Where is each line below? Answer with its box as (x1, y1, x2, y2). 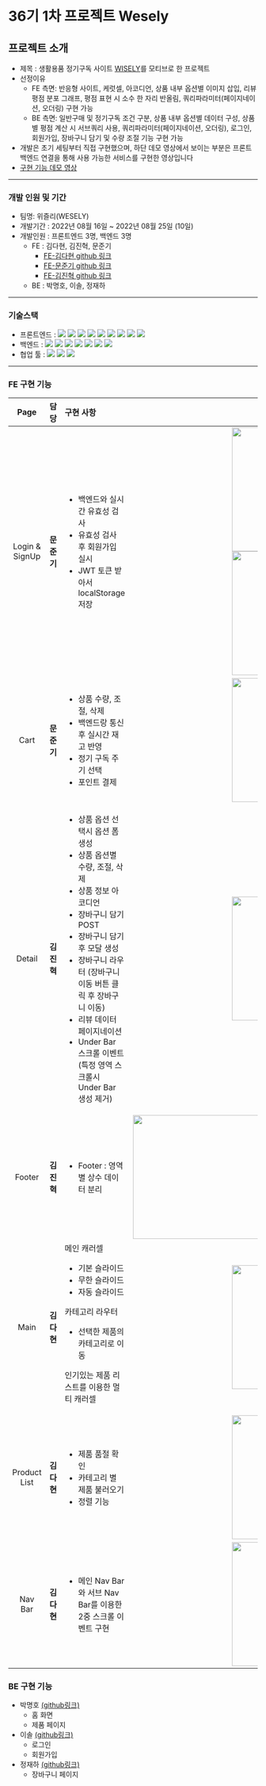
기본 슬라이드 (78, 1262, 124, 1273)
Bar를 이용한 (78, 1599, 123, 1610)
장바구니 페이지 (31, 1769, 79, 1780)
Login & (13, 541, 41, 552)
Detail (16, 953, 38, 964)
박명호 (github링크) (19, 1700, 81, 1710)
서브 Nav (87, 1587, 120, 1598)
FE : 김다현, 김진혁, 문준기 (31, 241, 112, 250)
